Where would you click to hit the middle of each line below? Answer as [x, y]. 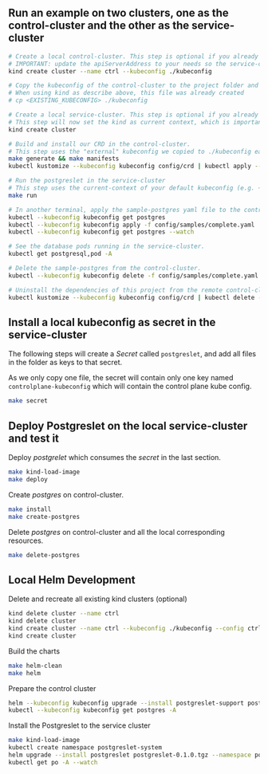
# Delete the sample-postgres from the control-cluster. [105, 269]
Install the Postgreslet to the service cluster [80, 725]
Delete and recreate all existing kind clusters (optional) [98, 599]
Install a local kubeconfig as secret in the [112, 322]
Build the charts [34, 651]
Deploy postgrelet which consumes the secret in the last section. [115, 458]
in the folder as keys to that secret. [65, 363]
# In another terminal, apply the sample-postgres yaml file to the [124, 210]
